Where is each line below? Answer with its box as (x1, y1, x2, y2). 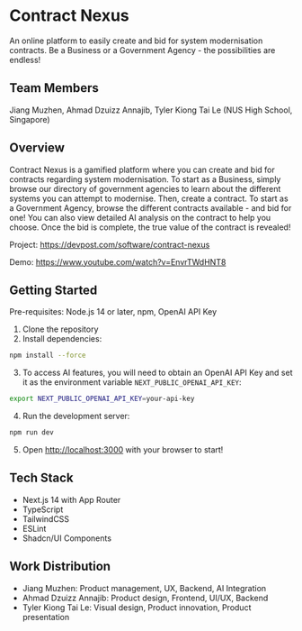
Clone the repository (22, 324, 99, 334)
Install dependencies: (22, 334, 102, 344)
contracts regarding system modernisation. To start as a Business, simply (9, 173, 281, 185)
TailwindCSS (22, 513, 70, 524)
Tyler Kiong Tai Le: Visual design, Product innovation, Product (22, 601, 252, 613)
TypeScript (22, 504, 64, 515)
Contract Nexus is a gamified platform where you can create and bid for (9, 164, 276, 175)
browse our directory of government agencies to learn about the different (9, 183, 281, 194)
